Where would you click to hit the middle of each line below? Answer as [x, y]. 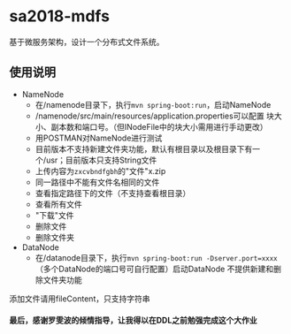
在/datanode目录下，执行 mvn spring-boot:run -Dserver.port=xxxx [157, 257]
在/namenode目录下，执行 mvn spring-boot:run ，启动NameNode [153, 104]
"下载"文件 [54, 215]
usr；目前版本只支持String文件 [101, 160]
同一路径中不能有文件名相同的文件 [97, 182]
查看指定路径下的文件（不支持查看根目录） [113, 193]
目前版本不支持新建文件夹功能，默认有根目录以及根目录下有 [144, 148]
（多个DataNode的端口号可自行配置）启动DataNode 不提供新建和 [154, 269]
